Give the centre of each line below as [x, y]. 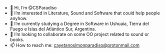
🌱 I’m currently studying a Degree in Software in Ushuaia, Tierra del [79, 23]
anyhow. [18, 18]
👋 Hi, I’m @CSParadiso [33, 8]
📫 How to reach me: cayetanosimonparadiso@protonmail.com [75, 45]
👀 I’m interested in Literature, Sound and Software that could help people [85, 13]
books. [17, 39]
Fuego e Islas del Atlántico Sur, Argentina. [53, 29]
